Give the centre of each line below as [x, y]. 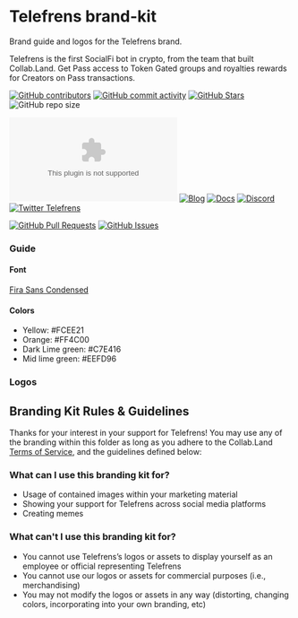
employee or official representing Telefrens [102, 566]
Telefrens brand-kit [83, 17]
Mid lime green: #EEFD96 [69, 359]
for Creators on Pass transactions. [72, 77]
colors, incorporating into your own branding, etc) [114, 604]
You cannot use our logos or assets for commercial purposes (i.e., [144, 575]
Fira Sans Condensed [49, 290]
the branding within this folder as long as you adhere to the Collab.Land [141, 442]
